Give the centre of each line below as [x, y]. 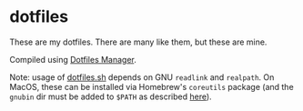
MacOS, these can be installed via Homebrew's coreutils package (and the [151, 86]
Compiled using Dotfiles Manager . [73, 59]
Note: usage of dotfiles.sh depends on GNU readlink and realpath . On [142, 77]
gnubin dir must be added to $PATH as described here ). [111, 96]
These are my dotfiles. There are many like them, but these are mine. [138, 42]
